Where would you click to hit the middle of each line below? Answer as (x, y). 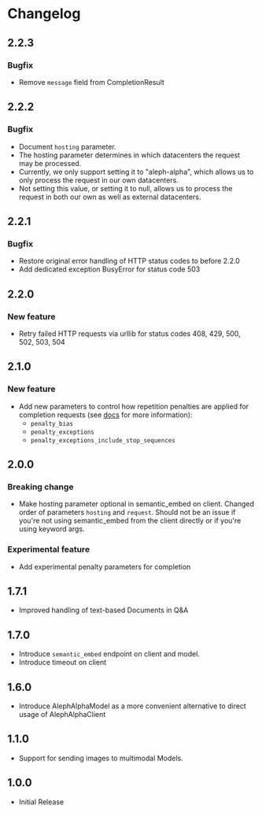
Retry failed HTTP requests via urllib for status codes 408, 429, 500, (129, 333)
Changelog (44, 14)
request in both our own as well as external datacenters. (110, 197)
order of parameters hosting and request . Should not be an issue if (127, 512)
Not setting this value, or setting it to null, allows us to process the (125, 188)
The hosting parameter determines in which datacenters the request (129, 155)
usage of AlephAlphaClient (62, 715)
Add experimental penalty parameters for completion (105, 567)
